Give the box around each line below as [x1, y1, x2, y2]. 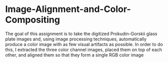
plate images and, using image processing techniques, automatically [5, 36, 147, 42]
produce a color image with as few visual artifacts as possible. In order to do [5, 41, 163, 47]
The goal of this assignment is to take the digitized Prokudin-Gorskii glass [5, 30, 157, 36]
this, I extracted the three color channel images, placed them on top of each [5, 46, 162, 52]
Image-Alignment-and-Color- [5, 3, 131, 15]
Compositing [5, 14, 60, 25]
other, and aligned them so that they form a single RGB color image [5, 51, 144, 58]
